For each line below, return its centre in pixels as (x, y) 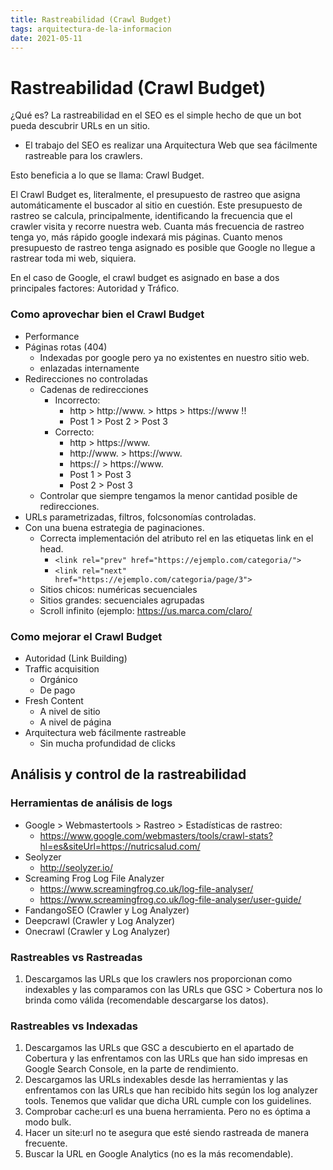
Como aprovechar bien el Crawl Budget (107, 314)
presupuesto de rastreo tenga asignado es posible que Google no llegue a (163, 248)
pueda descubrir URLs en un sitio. (80, 126)
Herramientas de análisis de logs (91, 803)
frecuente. (46, 1143)
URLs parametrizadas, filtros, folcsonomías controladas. (140, 517)
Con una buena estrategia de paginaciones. (114, 527)
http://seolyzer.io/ (76, 867)
